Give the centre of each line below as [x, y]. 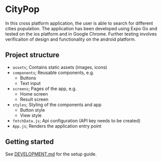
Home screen [34, 94]
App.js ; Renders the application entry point [57, 126]
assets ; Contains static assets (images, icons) [60, 67]
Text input [30, 83]
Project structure [32, 55]
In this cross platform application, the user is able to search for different [79, 23]
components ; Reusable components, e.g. [53, 72]
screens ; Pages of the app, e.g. [44, 89]
